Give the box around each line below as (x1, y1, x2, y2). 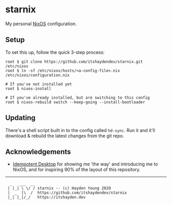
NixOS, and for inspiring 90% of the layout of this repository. (12, 166, 141, 173)
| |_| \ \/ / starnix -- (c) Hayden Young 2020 (7, 186, 111, 191)
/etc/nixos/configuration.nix (5, 72, 70, 78)
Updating (5, 114, 36, 122)
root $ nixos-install (5, 86, 52, 91)
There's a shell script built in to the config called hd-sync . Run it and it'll (5, 127, 155, 133)
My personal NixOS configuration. (5, 21, 77, 27)
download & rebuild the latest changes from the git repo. (5, 133, 124, 139)
